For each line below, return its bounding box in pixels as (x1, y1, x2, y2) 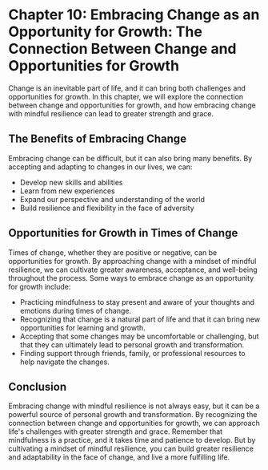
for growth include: (8, 282, 71, 291)
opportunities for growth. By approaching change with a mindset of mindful (8, 256, 257, 265)
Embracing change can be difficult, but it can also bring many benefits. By (8, 153, 253, 163)
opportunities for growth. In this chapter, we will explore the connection (8, 91, 244, 101)
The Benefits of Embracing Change (8, 132, 186, 146)
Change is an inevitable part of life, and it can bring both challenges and (8, 83, 246, 93)
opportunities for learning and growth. (19, 322, 146, 332)
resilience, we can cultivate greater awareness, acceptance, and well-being (8, 265, 258, 274)
